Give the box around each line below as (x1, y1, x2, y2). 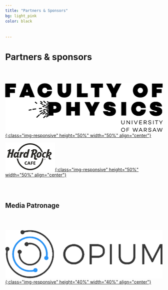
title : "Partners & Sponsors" (5, 8, 68, 13)
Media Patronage (5, 201, 60, 210)
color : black (5, 19, 32, 24)
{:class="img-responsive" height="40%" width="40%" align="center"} (5, 278, 151, 285)
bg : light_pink (5, 13, 37, 19)
